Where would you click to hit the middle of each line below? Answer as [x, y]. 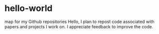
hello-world [29, 8]
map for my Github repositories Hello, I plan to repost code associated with [79, 22]
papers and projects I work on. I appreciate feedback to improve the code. [79, 26]
